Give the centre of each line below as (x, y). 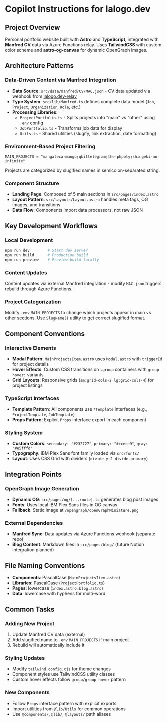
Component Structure (32, 183)
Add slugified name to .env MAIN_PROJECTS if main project (71, 640)
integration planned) (33, 550)
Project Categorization (33, 302)
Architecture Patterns (40, 66)
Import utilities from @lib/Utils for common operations (69, 709)
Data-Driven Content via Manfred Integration (61, 80)
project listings (28, 385)
